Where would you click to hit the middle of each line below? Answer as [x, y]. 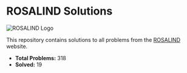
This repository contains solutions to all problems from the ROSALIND [93, 40]
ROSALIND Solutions [59, 11]
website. [17, 46]
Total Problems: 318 [41, 58]
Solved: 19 [29, 64]
